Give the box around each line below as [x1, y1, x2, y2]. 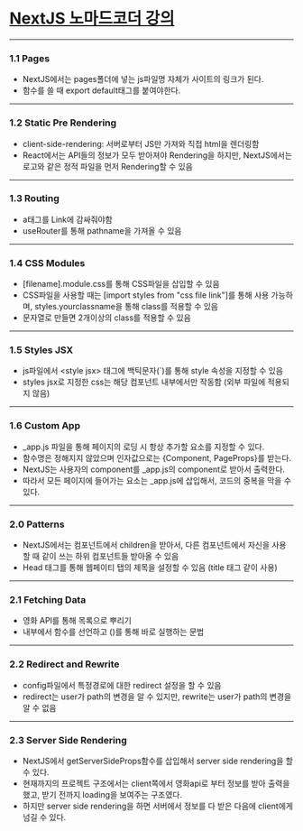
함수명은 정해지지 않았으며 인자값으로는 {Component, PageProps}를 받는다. [22, 452, 291, 463]
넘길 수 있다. [22, 811, 67, 822]
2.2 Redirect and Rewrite [9, 658, 120, 670]
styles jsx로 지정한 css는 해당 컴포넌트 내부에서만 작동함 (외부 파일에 [22, 376, 266, 388]
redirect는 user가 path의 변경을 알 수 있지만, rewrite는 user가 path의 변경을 [22, 691, 291, 702]
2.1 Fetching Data [9, 593, 87, 605]
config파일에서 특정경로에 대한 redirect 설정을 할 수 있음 [22, 679, 222, 690]
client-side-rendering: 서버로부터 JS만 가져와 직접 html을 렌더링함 [22, 138, 260, 149]
